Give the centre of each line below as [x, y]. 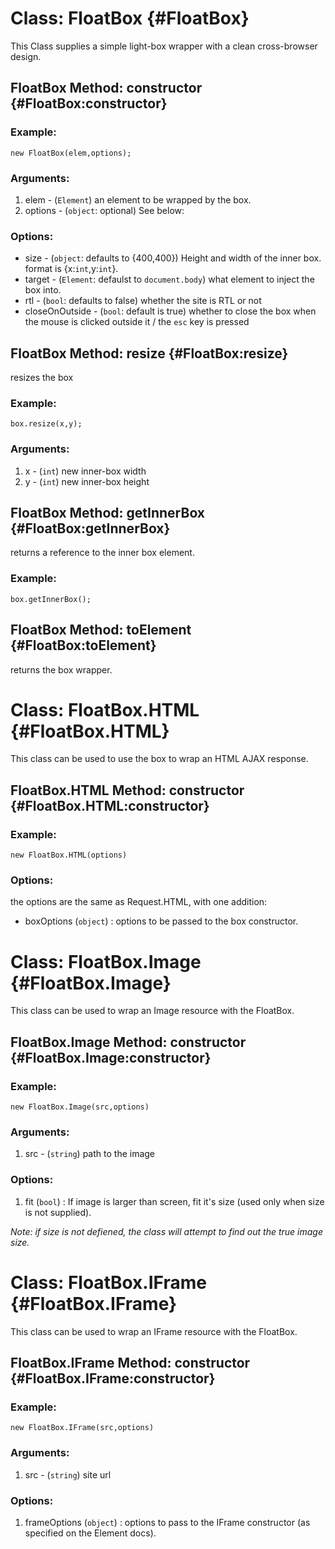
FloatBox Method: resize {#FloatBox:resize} [149, 353]
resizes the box [42, 378]
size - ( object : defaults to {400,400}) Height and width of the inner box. [173, 258]
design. [26, 56]
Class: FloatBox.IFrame [108, 1282]
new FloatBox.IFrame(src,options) [82, 1428]
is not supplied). [58, 1212]
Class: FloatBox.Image [106, 961]
